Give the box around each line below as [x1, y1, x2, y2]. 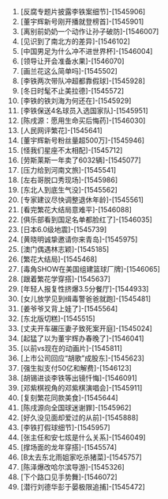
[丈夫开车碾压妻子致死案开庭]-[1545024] [20, 324, 153, 333]
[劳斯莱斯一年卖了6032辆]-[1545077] [20, 155, 141, 165]
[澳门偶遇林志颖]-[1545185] [20, 245, 110, 253]
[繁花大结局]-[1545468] [20, 254, 98, 264]
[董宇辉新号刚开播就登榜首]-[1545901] [20, 17, 144, 26]
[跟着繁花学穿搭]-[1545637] [20, 274, 111, 284]
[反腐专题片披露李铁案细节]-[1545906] [20, 7, 146, 16]
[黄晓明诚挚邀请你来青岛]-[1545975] [20, 234, 138, 244]
